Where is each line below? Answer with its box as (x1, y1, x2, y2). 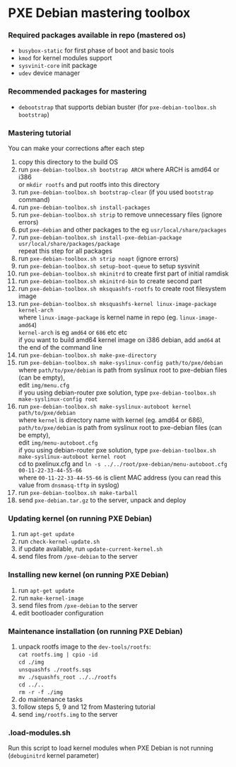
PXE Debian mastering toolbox (8, 5, 191, 21)
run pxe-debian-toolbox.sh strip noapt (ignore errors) (18, 254, 179, 263)
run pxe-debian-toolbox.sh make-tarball (18, 489, 138, 497)
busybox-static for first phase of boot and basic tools (18, 46, 175, 55)
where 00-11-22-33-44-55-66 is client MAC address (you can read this (18, 473, 222, 482)
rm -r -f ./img (18, 688, 64, 695)
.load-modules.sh (8, 727, 71, 737)
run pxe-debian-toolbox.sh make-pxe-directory (18, 351, 157, 359)
